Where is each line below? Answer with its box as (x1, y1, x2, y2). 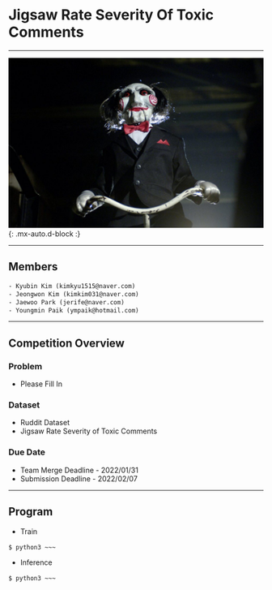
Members (8, 260, 58, 273)
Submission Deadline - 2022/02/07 (19, 473, 138, 484)
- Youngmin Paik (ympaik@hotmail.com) (8, 307, 139, 315)
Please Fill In (19, 379, 63, 389)
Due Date (8, 446, 46, 458)
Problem (8, 360, 43, 372)
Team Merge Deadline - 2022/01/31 (19, 465, 139, 475)
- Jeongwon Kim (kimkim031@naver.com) (8, 291, 139, 299)
